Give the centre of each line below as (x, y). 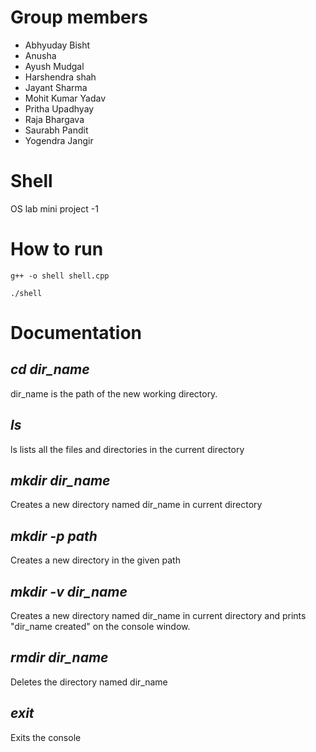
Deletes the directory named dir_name (89, 682)
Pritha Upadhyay (59, 108)
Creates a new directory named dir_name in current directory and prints (158, 616)
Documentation (76, 333)
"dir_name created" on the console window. (100, 627)
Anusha (40, 55)
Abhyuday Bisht (57, 45)
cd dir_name (50, 369)
